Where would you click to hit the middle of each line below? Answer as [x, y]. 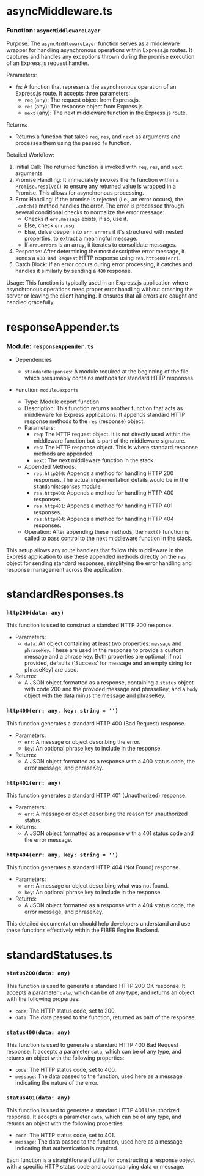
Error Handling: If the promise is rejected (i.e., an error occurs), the [99, 200]
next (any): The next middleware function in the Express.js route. [106, 113]
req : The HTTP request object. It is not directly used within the [112, 434]
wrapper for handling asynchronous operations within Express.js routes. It [99, 50]
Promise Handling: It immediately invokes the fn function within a [97, 180]
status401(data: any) [38, 1098]
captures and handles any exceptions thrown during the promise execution [100, 57]
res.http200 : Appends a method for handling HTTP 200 [104, 473]
